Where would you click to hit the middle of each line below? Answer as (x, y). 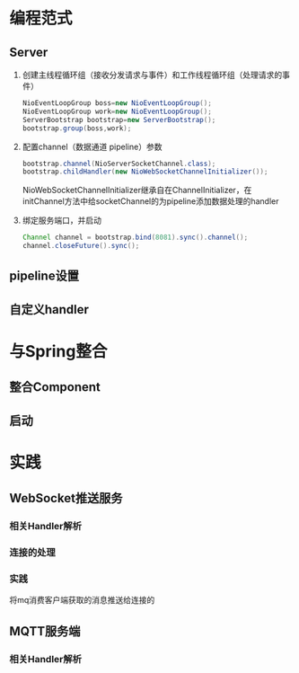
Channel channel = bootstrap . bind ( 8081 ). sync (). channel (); (135, 238)
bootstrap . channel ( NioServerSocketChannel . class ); (119, 164)
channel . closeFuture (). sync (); (81, 246)
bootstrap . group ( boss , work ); (77, 128)
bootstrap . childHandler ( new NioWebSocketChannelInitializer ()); (145, 172)
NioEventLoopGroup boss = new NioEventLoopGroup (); (117, 103)
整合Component (55, 387)
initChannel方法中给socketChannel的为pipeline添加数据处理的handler (150, 201)
